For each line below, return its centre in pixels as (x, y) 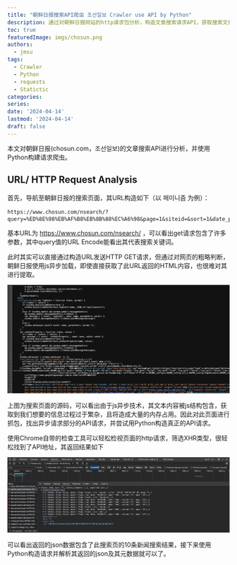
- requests (30, 82)
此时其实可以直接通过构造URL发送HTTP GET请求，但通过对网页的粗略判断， (118, 257)
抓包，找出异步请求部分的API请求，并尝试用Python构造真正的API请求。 (111, 423)
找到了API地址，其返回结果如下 (59, 446)
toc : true (22, 30)
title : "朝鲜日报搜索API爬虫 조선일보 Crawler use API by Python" (100, 15)
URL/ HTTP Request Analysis (72, 180)
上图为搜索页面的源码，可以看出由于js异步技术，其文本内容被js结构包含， (114, 405)
